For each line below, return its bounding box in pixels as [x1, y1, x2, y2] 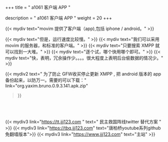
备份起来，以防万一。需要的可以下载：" [5, 77, 87, 83]
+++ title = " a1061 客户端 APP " [5, 4, 71, 10]
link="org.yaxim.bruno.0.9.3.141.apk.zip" [5, 83, 88, 88]
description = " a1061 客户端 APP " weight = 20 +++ [5, 15, 112, 21]
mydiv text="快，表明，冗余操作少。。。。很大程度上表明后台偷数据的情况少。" [5, 55, 163, 61]
